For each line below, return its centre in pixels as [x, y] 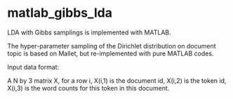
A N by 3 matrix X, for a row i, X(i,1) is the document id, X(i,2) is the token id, [117, 80]
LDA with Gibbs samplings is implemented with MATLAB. [89, 32]
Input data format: [33, 67]
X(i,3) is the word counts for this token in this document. [88, 88]
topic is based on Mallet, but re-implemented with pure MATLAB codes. [111, 53]
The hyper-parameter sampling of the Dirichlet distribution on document [112, 46]
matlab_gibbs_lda [60, 13]
